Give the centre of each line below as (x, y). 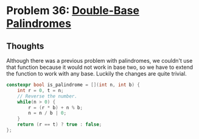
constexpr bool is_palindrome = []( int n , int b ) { (73, 85)
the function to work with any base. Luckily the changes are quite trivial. (96, 73)
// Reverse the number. (47, 96)
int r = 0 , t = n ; (40, 90)
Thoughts (25, 46)
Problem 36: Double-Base (73, 11)
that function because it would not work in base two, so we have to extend (100, 67)
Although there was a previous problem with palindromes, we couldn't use (100, 61)
